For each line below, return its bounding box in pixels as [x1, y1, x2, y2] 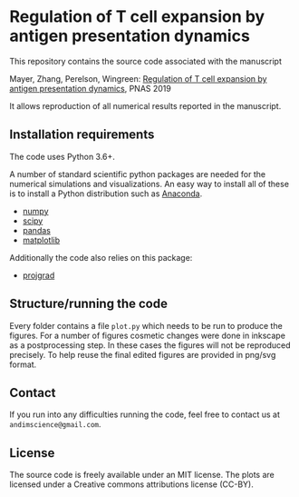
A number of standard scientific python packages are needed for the [9, 168, 265, 179]
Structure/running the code [9, 296, 168, 312]
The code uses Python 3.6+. [9, 151, 116, 162]
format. [9, 359, 37, 370]
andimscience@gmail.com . [9, 419, 101, 430]
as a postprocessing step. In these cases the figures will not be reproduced [9, 339, 292, 351]
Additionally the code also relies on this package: [9, 252, 193, 263]
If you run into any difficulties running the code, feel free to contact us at [9, 409, 281, 420]
